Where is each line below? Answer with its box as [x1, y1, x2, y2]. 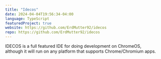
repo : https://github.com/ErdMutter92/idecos [5, 30, 100, 35]
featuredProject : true [5, 20, 52, 26]
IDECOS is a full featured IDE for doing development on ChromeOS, [5, 43, 142, 49]
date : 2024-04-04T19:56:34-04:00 [5, 12, 74, 17]
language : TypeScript [5, 16, 50, 21]
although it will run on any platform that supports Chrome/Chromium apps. [5, 48, 156, 54]
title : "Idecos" [5, 7, 38, 12]
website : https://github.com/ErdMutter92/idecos [5, 25, 107, 30]
